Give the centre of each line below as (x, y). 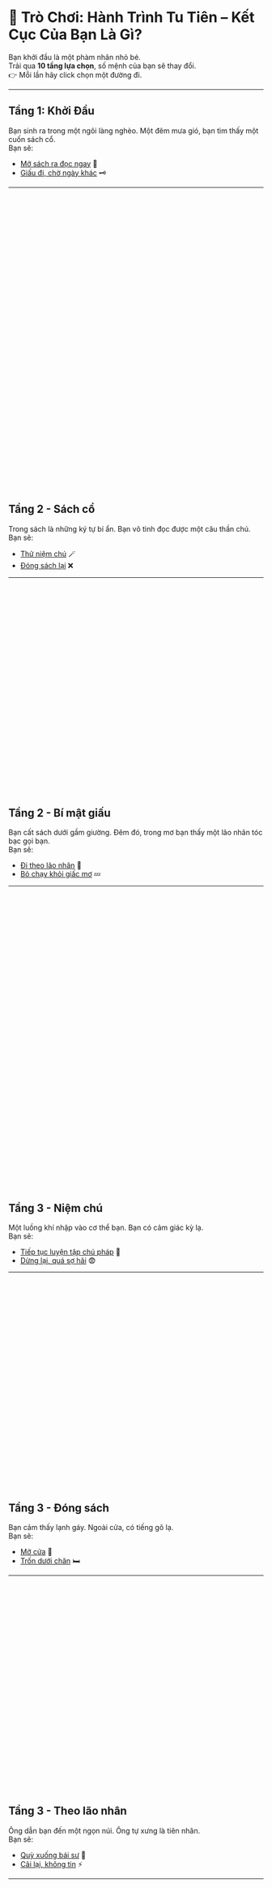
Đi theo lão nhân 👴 (51, 865)
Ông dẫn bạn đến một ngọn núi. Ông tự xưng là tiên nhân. (104, 1830)
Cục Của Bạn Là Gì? (76, 34)
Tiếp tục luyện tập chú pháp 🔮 (70, 1252)
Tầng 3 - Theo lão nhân (68, 1811)
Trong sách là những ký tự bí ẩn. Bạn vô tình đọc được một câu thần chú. (130, 528)
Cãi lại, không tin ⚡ (51, 1864)
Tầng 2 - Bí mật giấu (59, 813)
